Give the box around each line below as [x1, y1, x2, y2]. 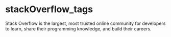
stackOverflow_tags [5, 4, 93, 15]
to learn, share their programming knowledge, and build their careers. [5, 25, 152, 31]
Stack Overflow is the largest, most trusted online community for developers [5, 20, 166, 26]
